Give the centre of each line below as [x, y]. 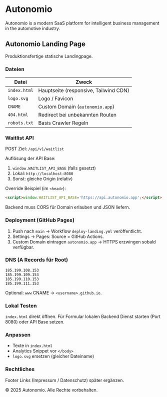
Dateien [15, 69]
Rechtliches [20, 369]
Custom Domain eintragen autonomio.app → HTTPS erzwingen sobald [84, 241]
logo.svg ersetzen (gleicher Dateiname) [53, 356]
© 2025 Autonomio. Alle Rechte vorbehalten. [51, 390]
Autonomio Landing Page [45, 44]
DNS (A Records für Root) [37, 260]
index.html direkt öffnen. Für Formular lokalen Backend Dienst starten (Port [83, 316]
